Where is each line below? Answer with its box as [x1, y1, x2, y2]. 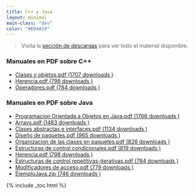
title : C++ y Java [6, 8, 53, 15]
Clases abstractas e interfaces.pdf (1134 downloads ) [15, 125, 148, 133]
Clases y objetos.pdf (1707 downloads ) [15, 70, 114, 78]
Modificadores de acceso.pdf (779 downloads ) [15, 163, 134, 171]
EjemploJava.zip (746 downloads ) [15, 170, 102, 177]
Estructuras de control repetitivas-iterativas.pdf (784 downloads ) [15, 157, 179, 164]
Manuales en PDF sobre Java [6, 99, 93, 107]
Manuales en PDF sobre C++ [6, 57, 92, 66]
